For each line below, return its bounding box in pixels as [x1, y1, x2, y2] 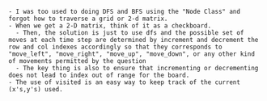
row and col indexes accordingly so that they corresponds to [8, 43, 222, 51]
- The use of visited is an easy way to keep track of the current [8, 78, 241, 86]
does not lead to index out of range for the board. [8, 71, 190, 79]
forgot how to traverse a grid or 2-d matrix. [8, 15, 168, 23]
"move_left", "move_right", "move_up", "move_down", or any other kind [8, 50, 255, 58]
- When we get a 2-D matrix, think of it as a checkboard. [8, 22, 212, 30]
